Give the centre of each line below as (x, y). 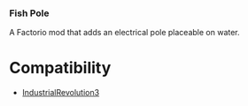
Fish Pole (29, 13)
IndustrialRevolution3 (61, 93)
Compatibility (60, 68)
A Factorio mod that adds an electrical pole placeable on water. (125, 33)
